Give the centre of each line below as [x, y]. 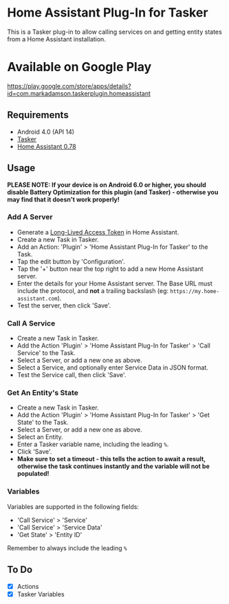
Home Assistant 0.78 [47, 146]
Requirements [38, 115]
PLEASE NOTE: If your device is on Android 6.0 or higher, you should [107, 185]
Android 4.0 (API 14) [45, 132]
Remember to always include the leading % [67, 548]
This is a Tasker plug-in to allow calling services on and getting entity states [115, 32]
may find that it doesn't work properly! [64, 199]
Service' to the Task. [46, 353]
